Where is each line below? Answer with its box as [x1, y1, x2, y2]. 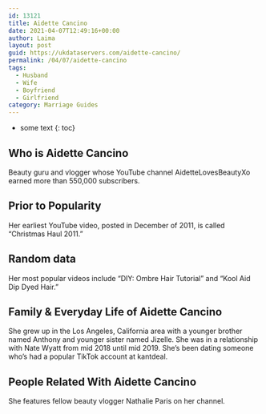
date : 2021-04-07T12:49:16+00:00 [8, 26, 120, 34]
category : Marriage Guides [8, 101, 99, 109]
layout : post [8, 42, 52, 50]
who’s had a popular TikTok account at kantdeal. [8, 352, 168, 361]
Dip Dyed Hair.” [8, 282, 58, 291]
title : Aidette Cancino [8, 19, 88, 27]
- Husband [15, 71, 48, 79]
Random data [8, 252, 76, 266]
